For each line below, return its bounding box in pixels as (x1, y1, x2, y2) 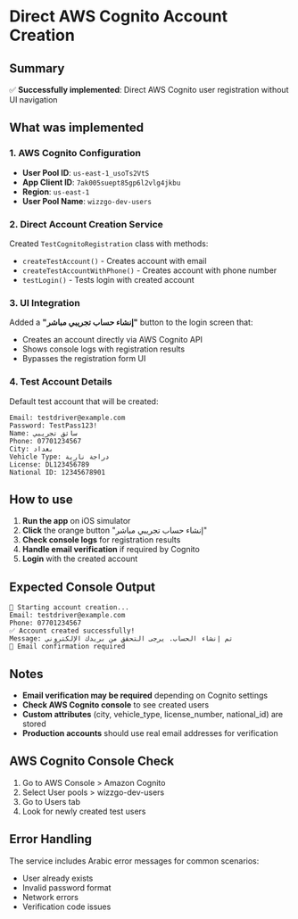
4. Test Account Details (9, 376, 113, 388)
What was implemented (9, 120, 145, 136)
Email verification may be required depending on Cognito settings (21, 690, 269, 701)
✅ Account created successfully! (9, 626, 136, 635)
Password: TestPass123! (9, 421, 98, 430)
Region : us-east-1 (21, 186, 90, 197)
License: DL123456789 (9, 459, 90, 469)
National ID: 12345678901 (9, 468, 105, 476)
